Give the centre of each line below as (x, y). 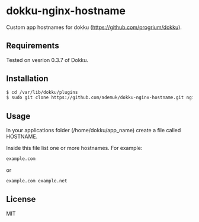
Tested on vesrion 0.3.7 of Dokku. (47, 60)
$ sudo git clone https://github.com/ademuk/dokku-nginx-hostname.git (95, 98)
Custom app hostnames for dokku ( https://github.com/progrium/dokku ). (94, 27)
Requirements (33, 46)
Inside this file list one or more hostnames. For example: (74, 148)
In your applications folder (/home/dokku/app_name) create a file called (94, 130)
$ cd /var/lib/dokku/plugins (42, 92)
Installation (27, 79)
